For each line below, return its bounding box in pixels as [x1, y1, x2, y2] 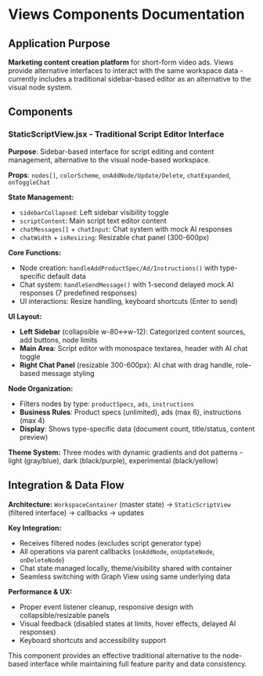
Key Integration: [8, 523, 62, 532]
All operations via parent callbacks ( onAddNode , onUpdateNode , [19, 546, 215, 556]
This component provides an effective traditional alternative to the [8, 650, 222, 660]
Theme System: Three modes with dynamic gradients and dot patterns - [8, 448, 243, 457]
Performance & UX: [8, 586, 73, 596]
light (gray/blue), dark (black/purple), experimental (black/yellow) [8, 455, 219, 465]
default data [46, 271, 86, 280]
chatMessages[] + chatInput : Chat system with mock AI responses [19, 224, 232, 233]
